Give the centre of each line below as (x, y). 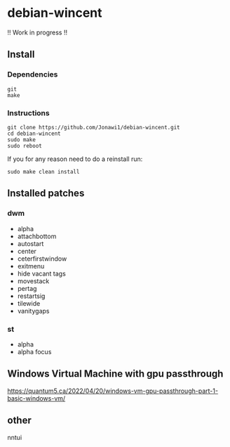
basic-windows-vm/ (36, 398)
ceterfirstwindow (42, 259)
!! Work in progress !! (38, 32)
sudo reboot (25, 145)
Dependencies (33, 74)
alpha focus (34, 351)
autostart (31, 243)
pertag (27, 288)
